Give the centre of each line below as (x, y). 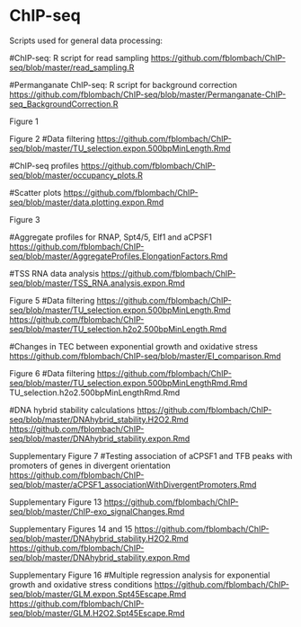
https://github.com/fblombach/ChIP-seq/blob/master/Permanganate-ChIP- (148, 94)
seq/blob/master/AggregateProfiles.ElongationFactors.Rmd (119, 256)
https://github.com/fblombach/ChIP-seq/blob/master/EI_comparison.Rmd (145, 356)
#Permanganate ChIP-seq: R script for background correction (124, 84)
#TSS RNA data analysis (54, 273)
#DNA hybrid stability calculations (72, 410)
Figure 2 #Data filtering (52, 138)
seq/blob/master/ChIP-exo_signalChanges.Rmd (97, 511)
